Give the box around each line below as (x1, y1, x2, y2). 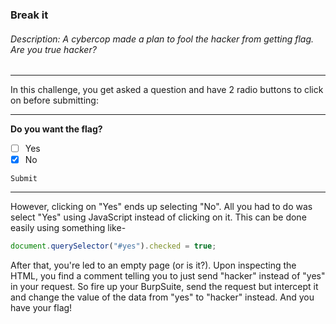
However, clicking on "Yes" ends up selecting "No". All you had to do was (10, 201, 313, 213)
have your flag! (10, 302, 73, 314)
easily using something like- (10, 222, 127, 234)
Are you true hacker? (10, 43, 97, 55)
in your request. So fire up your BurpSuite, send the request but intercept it (10, 281, 319, 293)
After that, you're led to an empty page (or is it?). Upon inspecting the (10, 259, 297, 272)
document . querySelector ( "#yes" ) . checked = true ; (10, 241, 217, 252)
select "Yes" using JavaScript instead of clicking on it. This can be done (10, 211, 307, 223)
